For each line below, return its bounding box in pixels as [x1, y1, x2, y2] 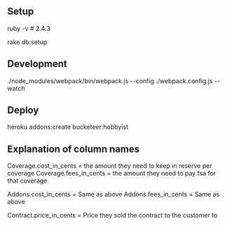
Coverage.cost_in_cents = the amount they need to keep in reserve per [7, 162, 212, 170]
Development [7, 58, 68, 70]
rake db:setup [7, 38, 48, 46]
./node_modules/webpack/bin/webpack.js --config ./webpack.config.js [7, 76, 213, 85]
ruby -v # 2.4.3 [7, 24, 51, 32]
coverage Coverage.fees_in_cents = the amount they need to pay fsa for [7, 169, 216, 178]
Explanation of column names [7, 143, 140, 155]
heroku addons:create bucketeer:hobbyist [7, 122, 128, 132]
